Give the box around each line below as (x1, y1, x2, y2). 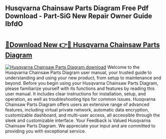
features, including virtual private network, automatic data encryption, (5, 107, 149, 112)
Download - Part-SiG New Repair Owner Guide (5, 12, 152, 21)
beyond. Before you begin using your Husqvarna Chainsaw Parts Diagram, (5, 80, 158, 86)
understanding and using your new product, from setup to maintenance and (5, 75, 161, 81)
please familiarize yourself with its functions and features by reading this (5, 85, 155, 91)
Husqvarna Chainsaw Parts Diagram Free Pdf (5, 4, 149, 13)
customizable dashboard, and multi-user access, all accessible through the (5, 112, 160, 118)
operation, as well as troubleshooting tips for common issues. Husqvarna (5, 96, 156, 102)
